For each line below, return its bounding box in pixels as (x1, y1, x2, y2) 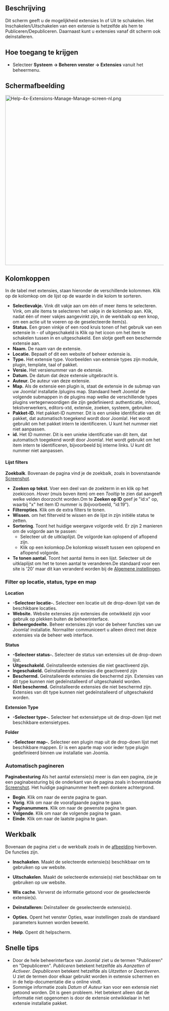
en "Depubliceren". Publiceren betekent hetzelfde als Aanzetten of (12, 963, 150, 969)
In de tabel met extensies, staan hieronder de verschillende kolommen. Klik (5, 288, 161, 294)
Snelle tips (5, 944, 39, 952)
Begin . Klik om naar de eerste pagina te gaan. (12, 794, 108, 801)
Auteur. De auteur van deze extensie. (12, 378, 91, 384)
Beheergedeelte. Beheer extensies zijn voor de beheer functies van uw (12, 621, 161, 627)
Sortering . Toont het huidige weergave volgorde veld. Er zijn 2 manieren (12, 523, 162, 529)
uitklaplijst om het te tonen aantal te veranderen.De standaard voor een (12, 560, 160, 567)
